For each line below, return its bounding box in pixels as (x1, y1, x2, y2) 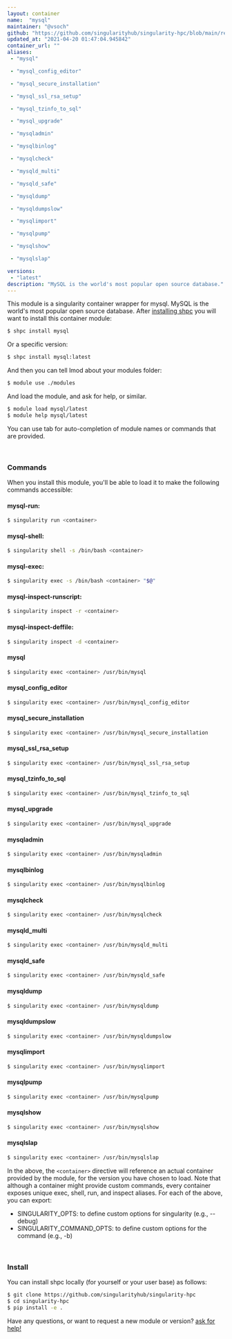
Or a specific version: (7, 340, 68, 348)
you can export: (7, 1196, 52, 1204)
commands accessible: (7, 486, 73, 494)
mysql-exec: (7, 562, 45, 570)
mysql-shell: (7, 531, 45, 540)
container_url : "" (7, 42, 60, 49)
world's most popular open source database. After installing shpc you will (7, 307, 216, 315)
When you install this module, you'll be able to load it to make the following (7, 479, 220, 487)
